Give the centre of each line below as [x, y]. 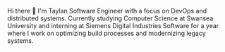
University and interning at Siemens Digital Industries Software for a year [113, 26]
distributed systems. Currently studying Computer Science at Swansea [110, 18]
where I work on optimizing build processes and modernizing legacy [107, 33]
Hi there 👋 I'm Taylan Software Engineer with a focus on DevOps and [107, 11]
